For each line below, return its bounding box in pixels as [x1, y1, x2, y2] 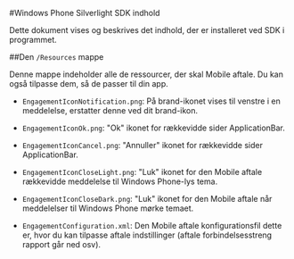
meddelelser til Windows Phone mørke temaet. [21, 203, 194, 213]
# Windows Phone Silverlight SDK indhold [9, 8, 160, 18]
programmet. [9, 35, 58, 45]
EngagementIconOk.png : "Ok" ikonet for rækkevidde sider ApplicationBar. [21, 122, 285, 133]
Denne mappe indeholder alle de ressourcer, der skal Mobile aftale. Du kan [9, 69, 283, 79]
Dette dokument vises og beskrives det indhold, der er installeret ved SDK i [9, 25, 285, 35]
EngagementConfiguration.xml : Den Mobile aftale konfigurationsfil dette [21, 221, 282, 230]
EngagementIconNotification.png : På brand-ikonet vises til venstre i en [21, 96, 281, 106]
